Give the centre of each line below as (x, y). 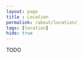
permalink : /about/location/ (42, 22)
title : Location (27, 17)
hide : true (19, 33)
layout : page (22, 11)
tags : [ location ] (27, 28)
